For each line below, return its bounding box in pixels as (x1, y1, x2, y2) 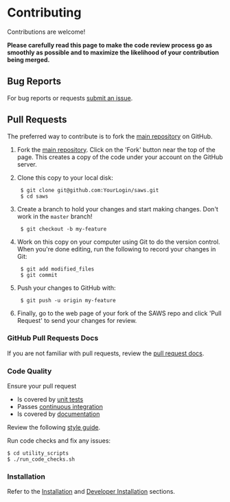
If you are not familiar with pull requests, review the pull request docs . (7, 349, 205, 357)
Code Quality (7, 366, 52, 376)
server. (16, 160, 38, 168)
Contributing (7, 5, 82, 21)
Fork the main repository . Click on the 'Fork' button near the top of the (16, 145, 216, 154)
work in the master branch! (16, 212, 93, 220)
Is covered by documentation (16, 410, 100, 418)
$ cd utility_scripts (7, 450, 69, 457)
